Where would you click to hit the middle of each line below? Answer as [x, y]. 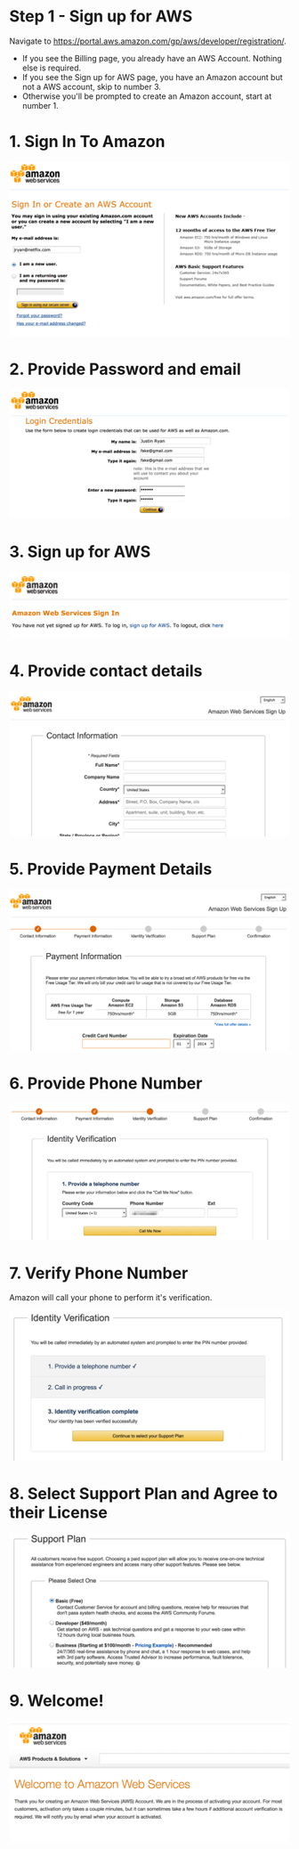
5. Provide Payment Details [111, 869]
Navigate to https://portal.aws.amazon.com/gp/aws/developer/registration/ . [148, 41]
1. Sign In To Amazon [87, 142]
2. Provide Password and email [125, 369]
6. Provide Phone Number [106, 1083]
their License [59, 1513]
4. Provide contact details [106, 671]
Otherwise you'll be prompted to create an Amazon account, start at [147, 96]
